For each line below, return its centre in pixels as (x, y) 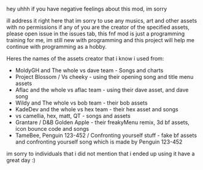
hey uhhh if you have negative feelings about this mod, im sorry (87, 9)
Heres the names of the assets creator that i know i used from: (85, 58)
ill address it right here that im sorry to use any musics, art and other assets (102, 20)
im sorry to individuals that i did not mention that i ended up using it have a (101, 153)
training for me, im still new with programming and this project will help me (101, 40)
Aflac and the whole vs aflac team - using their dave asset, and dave (102, 90)
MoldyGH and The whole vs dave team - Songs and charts (89, 70)
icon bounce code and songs (52, 129)
